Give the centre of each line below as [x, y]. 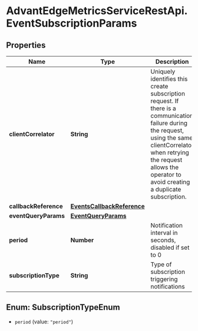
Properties [26, 45]
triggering [164, 279]
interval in [164, 233]
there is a [164, 108]
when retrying [170, 153]
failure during [169, 123]
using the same [172, 138]
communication [172, 116]
